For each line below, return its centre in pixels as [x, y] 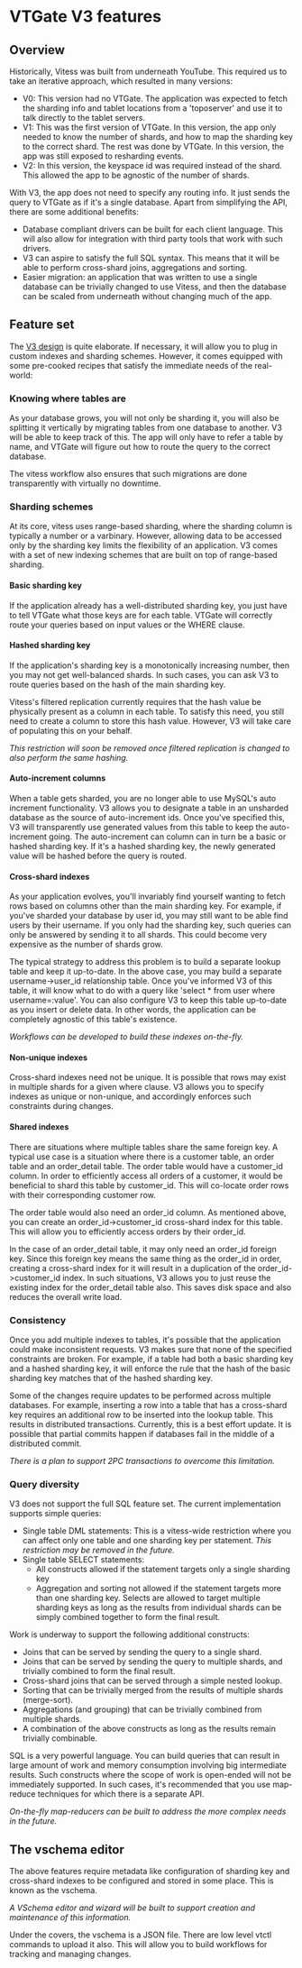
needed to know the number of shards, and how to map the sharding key [157, 137]
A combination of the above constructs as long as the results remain [149, 1729]
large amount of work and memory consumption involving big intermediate [148, 1765]
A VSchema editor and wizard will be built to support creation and [132, 1908]
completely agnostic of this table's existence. [93, 1020]
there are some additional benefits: [74, 212]
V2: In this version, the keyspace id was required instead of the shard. [152, 165]
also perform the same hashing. [69, 757]
